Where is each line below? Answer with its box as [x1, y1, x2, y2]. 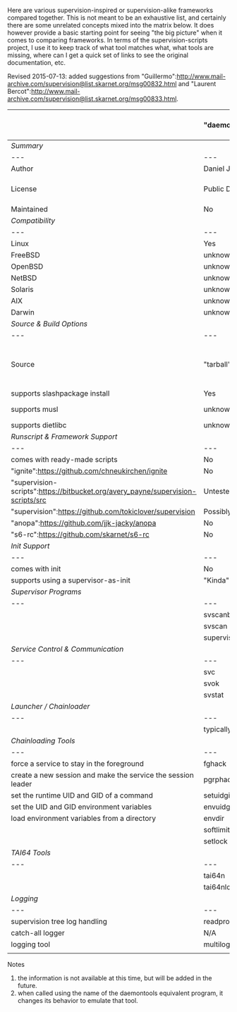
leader [11, 779, 32, 788]
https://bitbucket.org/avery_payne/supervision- [38, 487, 197, 496]
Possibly [203, 507, 232, 516]
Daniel [203, 164, 225, 173]
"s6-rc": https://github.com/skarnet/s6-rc [11, 530, 150, 539]
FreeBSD [11, 250, 40, 260]
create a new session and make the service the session [11, 770, 194, 780]
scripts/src [11, 495, 47, 505]
